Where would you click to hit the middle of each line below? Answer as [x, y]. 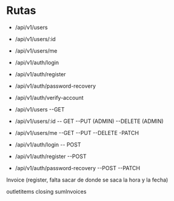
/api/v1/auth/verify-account [49, 97]
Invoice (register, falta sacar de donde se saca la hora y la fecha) [87, 180]
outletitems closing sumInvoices [46, 191]
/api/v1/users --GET [40, 109]
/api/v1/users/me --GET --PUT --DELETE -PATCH [77, 133]
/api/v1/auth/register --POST [51, 156]
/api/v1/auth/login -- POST [48, 144]
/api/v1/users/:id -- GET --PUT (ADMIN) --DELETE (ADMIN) [89, 121]
